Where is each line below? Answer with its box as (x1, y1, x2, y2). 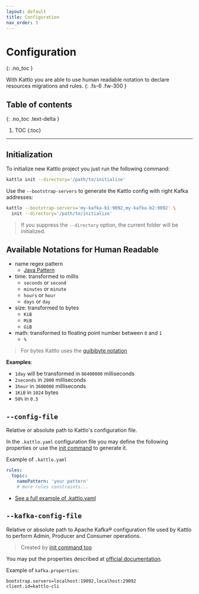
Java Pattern (23, 267, 55, 274)
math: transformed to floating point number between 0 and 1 (14, 330, 162, 337)
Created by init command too (20, 544, 92, 551)
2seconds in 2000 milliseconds (14, 376, 86, 383)
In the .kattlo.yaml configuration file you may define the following (6, 438, 169, 445)
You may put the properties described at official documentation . (6, 555, 162, 562)
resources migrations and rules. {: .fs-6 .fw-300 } (6, 82, 127, 89)
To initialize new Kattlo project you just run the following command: (6, 165, 170, 172)
